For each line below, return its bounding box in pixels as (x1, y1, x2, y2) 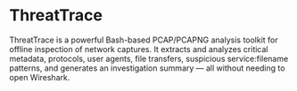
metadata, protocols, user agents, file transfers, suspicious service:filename (9, 53, 289, 64)
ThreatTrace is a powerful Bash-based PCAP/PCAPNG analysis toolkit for (9, 34, 278, 45)
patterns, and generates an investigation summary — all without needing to (9, 63, 285, 73)
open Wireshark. (9, 72, 70, 82)
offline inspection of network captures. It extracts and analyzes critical (9, 43, 269, 54)
